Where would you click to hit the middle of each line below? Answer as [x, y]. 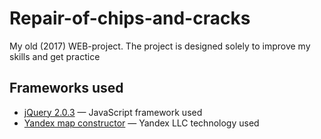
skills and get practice [55, 56]
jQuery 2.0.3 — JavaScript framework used [113, 112]
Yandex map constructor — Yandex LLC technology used [141, 123]
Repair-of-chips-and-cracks [130, 18]
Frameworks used [66, 88]
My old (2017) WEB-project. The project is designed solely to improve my [160, 46]
